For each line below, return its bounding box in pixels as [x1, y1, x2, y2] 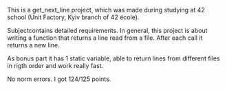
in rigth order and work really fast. [7, 62, 104, 69]
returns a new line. [7, 41, 60, 49]
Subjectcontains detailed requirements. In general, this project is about [7, 27, 208, 34]
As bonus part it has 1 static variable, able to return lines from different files [7, 54, 220, 63]
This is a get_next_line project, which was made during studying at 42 [7, 6, 205, 14]
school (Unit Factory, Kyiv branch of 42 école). [7, 13, 140, 21]
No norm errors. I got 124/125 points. [7, 75, 111, 83]
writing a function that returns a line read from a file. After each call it [7, 34, 203, 42]
